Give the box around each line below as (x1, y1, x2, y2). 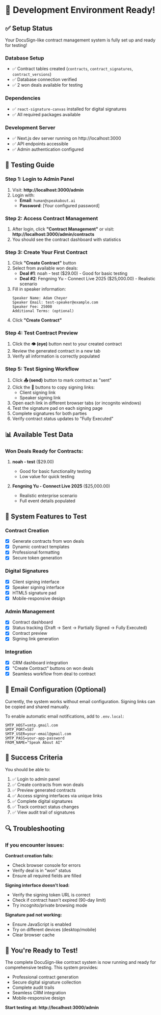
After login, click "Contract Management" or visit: (12, 226, 114, 232)
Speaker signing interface (12, 584, 65, 590)
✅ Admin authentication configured (12, 146, 84, 152)
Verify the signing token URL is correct (12, 892, 91, 898)
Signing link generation (12, 636, 59, 642)
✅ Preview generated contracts (12, 787, 76, 793)
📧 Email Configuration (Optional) (5, 686, 107, 694)
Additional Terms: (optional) (12, 309, 75, 314)
